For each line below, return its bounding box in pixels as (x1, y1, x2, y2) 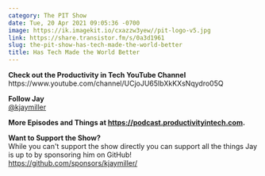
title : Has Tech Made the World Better (8, 48, 140, 56)
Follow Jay (8, 94, 45, 103)
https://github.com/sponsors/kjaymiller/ (8, 159, 138, 167)
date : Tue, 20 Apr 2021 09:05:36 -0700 (8, 19, 140, 27)
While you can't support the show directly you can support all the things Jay (8, 142, 258, 151)
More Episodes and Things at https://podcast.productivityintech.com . (8, 118, 246, 127)
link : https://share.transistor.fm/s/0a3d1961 (8, 33, 165, 42)
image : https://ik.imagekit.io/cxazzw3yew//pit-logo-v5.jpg (8, 26, 212, 34)
